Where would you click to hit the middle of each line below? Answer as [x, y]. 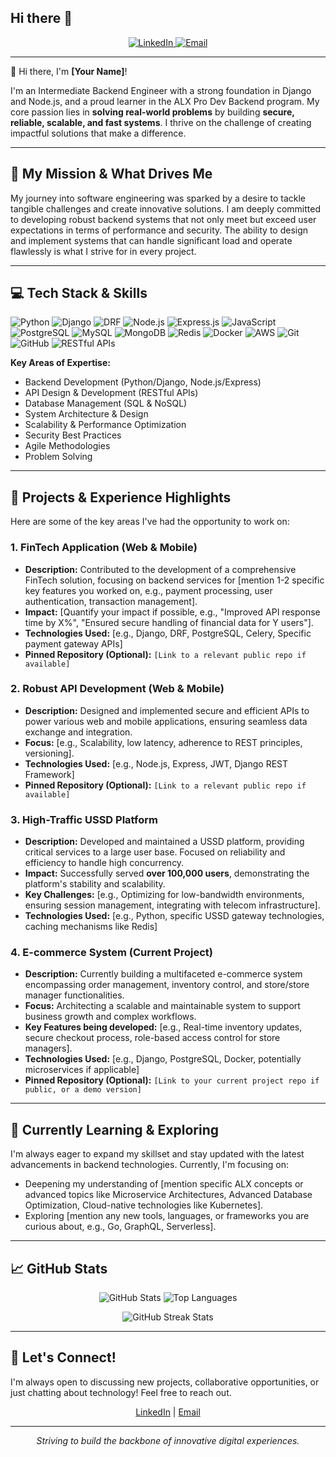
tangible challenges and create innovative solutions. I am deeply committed [166, 208]
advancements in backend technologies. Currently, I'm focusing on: [149, 1165]
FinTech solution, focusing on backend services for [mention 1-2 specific [174, 580]
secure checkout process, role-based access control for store [152, 1038]
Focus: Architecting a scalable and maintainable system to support [162, 1006]
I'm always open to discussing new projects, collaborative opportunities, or [165, 1382]
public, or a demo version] [83, 1090]
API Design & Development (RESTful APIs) [111, 393]
